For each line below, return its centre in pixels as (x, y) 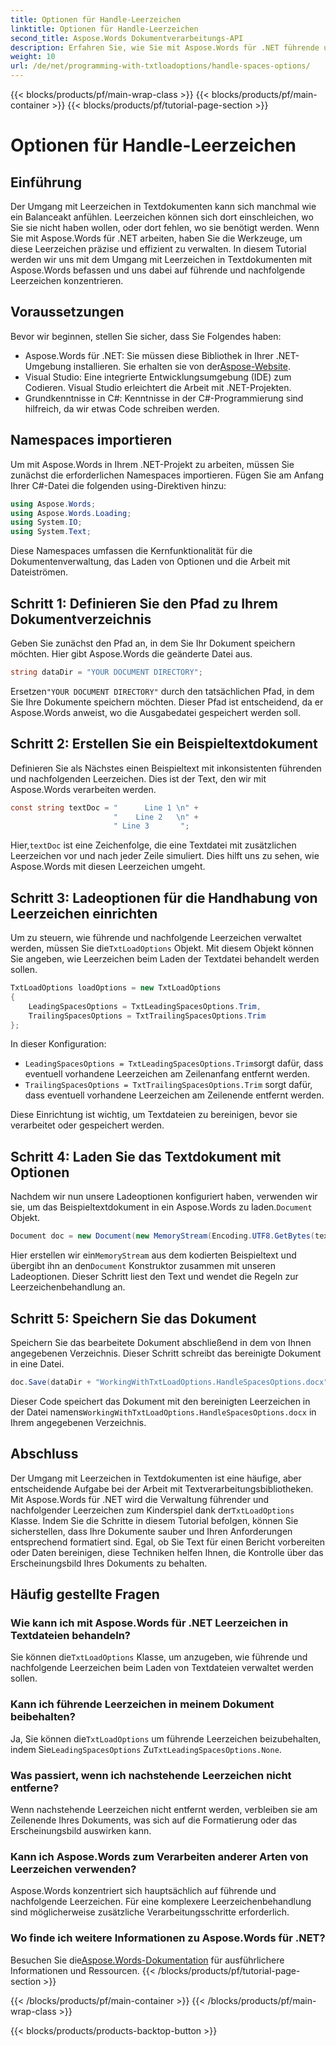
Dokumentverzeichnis (81, 619)
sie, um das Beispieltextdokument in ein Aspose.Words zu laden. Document (161, 1207)
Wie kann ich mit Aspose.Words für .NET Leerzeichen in (149, 1623)
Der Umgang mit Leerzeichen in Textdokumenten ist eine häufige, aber (156, 1478)
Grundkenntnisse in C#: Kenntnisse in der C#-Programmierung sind (164, 398)
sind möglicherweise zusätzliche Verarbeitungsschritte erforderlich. (150, 1912)
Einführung (46, 182)
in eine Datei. (37, 1363)
